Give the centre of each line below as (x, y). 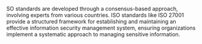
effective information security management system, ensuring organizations (101, 28)
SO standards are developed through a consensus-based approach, (92, 9)
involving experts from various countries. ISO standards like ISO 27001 (95, 15)
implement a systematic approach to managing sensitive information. (93, 34)
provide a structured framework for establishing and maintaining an (91, 21)
